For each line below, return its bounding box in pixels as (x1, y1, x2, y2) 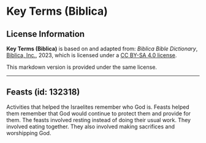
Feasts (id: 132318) (6, 87, 80, 98)
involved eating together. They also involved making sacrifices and (6, 123, 175, 130)
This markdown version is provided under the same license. (6, 63, 158, 71)
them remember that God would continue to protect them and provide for (6, 109, 191, 117)
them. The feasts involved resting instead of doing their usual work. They (6, 116, 191, 123)
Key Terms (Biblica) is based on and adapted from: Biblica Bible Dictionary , (6, 45, 198, 52)
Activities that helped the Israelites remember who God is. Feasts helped (6, 103, 189, 110)
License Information (6, 29, 85, 39)
